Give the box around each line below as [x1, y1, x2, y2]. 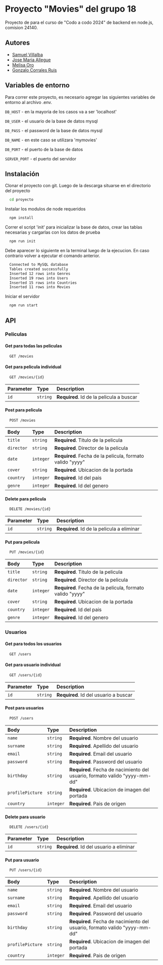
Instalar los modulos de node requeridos [5, 206, 86, 212]
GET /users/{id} [9, 672, 42, 677]
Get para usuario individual [5, 662, 61, 668]
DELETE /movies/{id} [9, 507, 51, 512]
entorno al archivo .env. [5, 99, 52, 105]
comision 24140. [5, 24, 38, 30]
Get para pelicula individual [5, 364, 62, 370]
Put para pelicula [5, 539, 40, 545]
